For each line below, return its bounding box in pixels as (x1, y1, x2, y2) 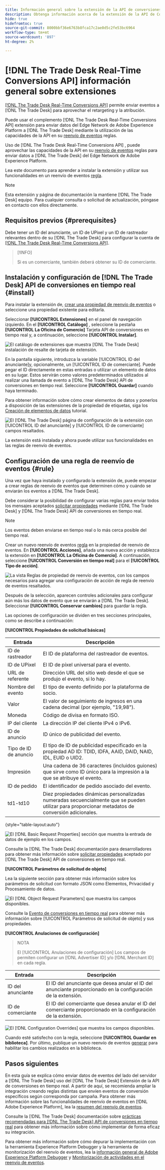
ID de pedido (7, 782, 37, 789)
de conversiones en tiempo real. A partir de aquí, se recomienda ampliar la (5, 1083, 156, 1089)
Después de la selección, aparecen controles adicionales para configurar (5, 592, 153, 598)
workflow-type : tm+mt (5, 30, 50, 35)
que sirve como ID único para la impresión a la (42, 769, 150, 776)
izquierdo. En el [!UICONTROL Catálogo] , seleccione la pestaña (5, 322, 136, 327)
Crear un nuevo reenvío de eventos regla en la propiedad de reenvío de (5, 542, 150, 548)
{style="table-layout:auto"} (5, 822, 60, 828)
